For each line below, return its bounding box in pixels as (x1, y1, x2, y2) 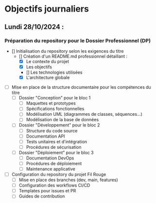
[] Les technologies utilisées (26, 69, 83, 75)
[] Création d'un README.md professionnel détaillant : (18, 53, 127, 59)
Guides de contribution (18, 193, 65, 199)
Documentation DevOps (26, 155, 74, 161)
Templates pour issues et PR (18, 188, 76, 194)
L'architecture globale (26, 75, 70, 80)
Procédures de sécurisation (26, 144, 82, 150)
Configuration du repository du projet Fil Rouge (11, 172, 106, 177)
